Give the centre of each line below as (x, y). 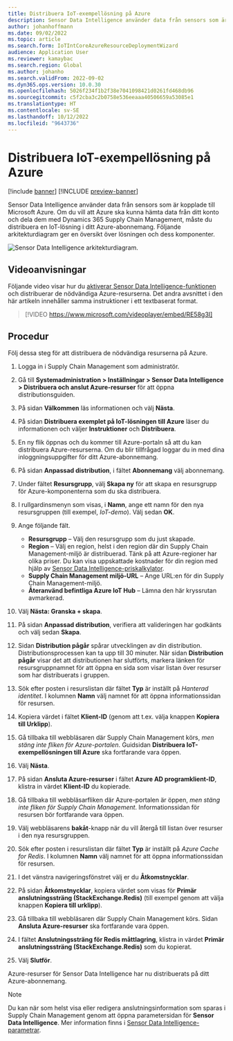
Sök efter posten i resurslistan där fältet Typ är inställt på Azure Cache (118, 849)
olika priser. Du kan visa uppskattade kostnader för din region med (123, 561)
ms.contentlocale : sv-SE (44, 110)
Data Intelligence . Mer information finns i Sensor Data (85, 1023)
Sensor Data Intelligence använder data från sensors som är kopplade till (111, 205)
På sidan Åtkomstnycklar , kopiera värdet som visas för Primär (107, 891)
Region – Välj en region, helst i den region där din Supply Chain (118, 547)
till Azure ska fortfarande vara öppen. (128, 752)
